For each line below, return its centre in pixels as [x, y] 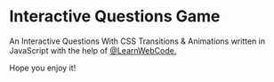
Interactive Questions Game [115, 16]
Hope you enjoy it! [43, 68]
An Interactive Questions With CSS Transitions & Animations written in [137, 41]
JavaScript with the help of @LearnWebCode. [93, 50]
